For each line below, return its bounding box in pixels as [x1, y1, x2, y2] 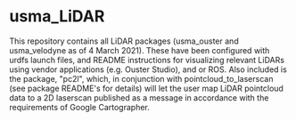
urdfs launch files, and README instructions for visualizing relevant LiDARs [9, 54, 285, 65]
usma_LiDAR [9, 6, 105, 27]
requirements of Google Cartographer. [9, 101, 150, 112]
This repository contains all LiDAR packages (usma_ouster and [9, 36, 239, 46]
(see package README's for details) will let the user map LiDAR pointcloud [9, 83, 284, 93]
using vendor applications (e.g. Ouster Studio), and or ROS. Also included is [9, 64, 287, 75]
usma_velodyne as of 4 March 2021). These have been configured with [9, 44, 270, 55]
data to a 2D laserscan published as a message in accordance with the [9, 92, 269, 103]
